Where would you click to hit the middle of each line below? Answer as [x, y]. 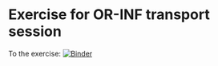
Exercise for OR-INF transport [109, 15]
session [35, 31]
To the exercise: [35, 53]
